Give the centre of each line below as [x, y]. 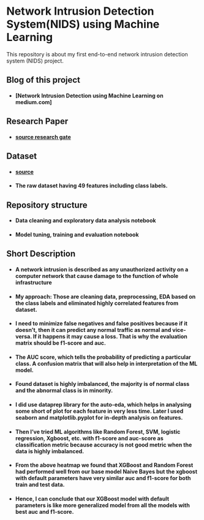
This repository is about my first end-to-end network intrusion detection [97, 54]
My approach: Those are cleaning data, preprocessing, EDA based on [105, 296]
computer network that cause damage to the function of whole [97, 276]
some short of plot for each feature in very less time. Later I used [99, 411]
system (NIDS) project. [35, 61]
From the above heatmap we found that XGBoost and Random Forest [104, 465]
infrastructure [33, 282]
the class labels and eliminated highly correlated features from [97, 303]
